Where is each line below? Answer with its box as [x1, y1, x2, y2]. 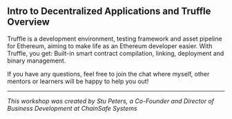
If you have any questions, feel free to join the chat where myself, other [7, 69, 210, 78]
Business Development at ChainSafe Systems [7, 104, 137, 112]
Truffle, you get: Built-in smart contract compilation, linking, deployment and [7, 49, 224, 57]
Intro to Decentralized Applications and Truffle [7, 6, 211, 17]
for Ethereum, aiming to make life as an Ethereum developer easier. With [7, 41, 213, 50]
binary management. [7, 56, 66, 65]
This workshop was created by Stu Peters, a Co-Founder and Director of [7, 96, 215, 105]
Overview [7, 17, 50, 28]
